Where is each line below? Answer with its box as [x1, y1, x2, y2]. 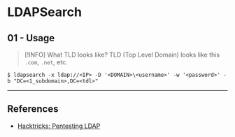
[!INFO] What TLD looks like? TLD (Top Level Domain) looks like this [24, 50, 220, 59]
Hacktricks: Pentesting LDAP [17, 122, 101, 130]
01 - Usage [7, 32, 55, 44]
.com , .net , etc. [24, 58, 68, 66]
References [7, 103, 59, 115]
